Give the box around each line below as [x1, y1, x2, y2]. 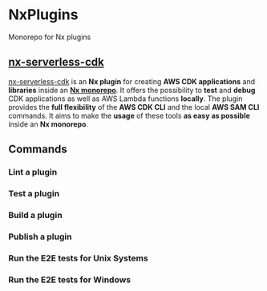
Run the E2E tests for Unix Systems [8, 253, 148, 264]
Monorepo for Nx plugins [8, 32, 91, 42]
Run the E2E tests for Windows [8, 274, 131, 285]
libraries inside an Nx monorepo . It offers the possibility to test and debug [8, 85, 256, 95]
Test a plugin [8, 188, 60, 199]
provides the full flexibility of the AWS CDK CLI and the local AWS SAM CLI [8, 102, 260, 111]
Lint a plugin [8, 167, 58, 178]
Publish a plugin [8, 231, 72, 242]
